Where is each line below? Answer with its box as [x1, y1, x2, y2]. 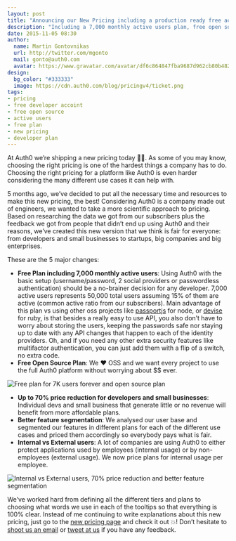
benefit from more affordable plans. [17, 408, 121, 417]
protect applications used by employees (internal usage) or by [17, 445, 198, 454]
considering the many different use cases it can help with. [7, 176, 176, 185]
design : [7, 69, 30, 76]
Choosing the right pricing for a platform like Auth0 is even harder [7, 169, 198, 177]
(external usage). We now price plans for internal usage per [51, 453, 223, 462]
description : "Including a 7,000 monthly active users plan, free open [7, 23, 221, 30]
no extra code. [17, 351, 60, 360]
